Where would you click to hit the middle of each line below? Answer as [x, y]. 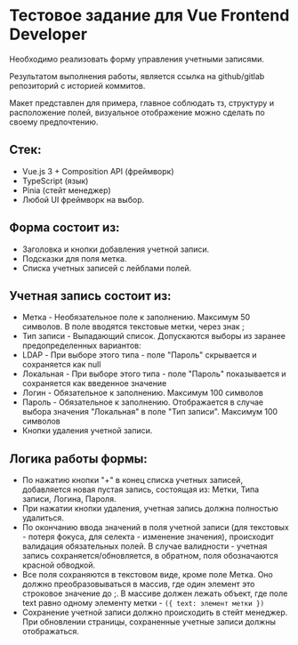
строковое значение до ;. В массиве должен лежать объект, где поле [155, 593]
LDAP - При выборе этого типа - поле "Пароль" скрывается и [139, 355]
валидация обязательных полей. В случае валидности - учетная [145, 546]
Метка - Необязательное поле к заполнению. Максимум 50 [136, 318]
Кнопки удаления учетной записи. [87, 431]
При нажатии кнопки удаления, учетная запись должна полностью [150, 509]
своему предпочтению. [54, 122]
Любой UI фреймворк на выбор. [83, 199]
